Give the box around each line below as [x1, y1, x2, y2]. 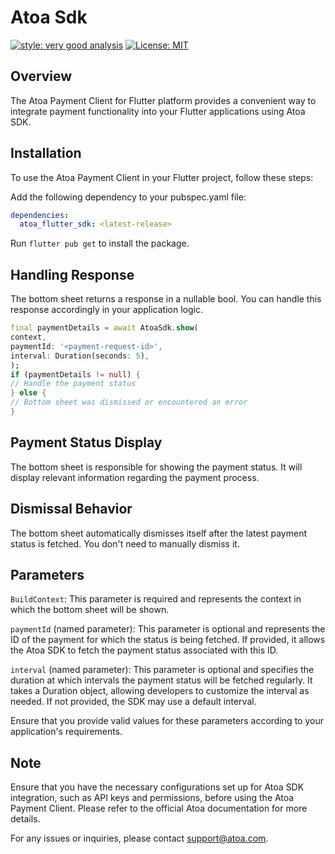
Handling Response [10, 266, 135, 283]
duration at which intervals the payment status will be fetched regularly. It [10, 674, 313, 686]
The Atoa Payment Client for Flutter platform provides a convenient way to [10, 94, 317, 106]
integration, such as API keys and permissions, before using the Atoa [10, 792, 295, 804]
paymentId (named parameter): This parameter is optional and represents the [10, 623, 326, 635]
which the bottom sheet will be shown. [10, 604, 170, 616]
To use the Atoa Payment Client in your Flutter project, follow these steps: [10, 171, 314, 183]
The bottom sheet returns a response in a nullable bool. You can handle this [10, 293, 322, 305]
